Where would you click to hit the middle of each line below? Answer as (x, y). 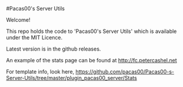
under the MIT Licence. (34, 37)
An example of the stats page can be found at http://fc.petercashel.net (92, 60)
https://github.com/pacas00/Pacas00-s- (125, 72)
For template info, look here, (40, 72)
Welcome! (18, 20)
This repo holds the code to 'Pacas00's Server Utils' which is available (91, 31)
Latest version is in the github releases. (54, 49)
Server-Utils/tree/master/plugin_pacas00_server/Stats (71, 78)
